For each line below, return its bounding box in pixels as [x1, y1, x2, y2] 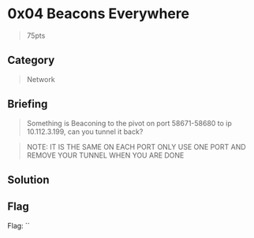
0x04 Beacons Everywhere [7, 5, 190, 23]
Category [7, 54, 55, 67]
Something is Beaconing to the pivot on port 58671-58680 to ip [26, 118, 232, 128]
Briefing [7, 98, 48, 111]
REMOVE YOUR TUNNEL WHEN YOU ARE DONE [26, 151, 185, 160]
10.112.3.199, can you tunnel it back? [26, 127, 144, 136]
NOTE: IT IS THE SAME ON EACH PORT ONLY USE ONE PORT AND [26, 142, 246, 151]
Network [26, 74, 56, 84]
